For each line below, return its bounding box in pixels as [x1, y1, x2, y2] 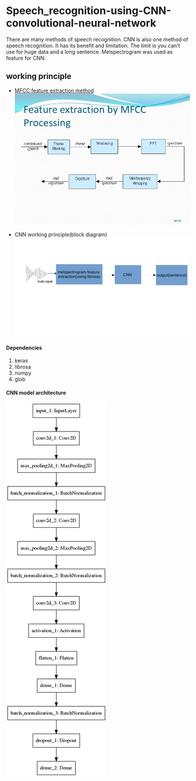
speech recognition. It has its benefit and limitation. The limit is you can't [6, 42, 180, 49]
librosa [14, 364, 31, 371]
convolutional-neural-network [6, 16, 156, 30]
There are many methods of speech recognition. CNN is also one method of [6, 36, 188, 43]
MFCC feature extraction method [14, 87, 94, 94]
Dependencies [6, 344, 43, 351]
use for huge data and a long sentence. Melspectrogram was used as [6, 48, 173, 55]
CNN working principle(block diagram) [14, 231, 108, 238]
